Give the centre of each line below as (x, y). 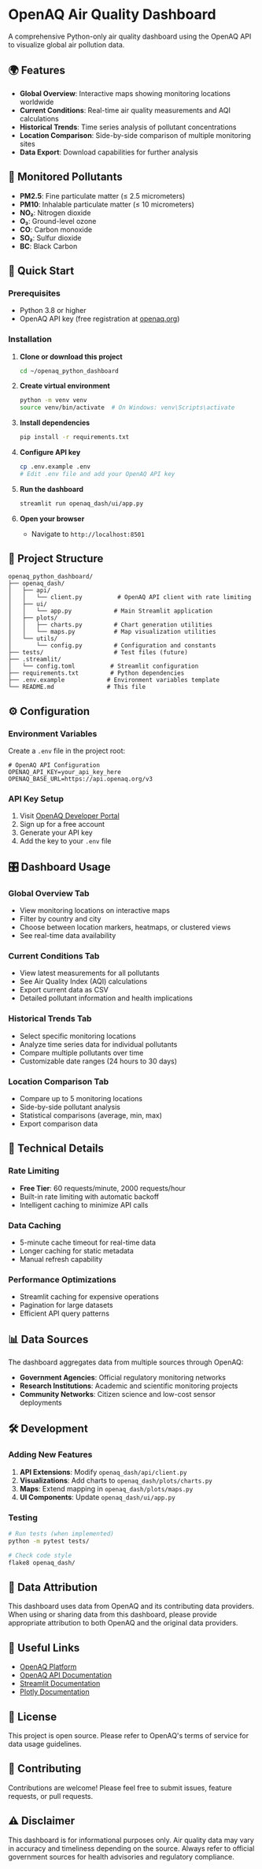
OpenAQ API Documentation (66, 1675)
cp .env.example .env (55, 467)
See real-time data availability (68, 936)
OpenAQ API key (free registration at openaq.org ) (100, 319)
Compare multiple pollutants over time (81, 1052)
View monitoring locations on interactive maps (95, 910)
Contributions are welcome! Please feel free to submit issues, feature (120, 1788)
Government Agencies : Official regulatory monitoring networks (123, 1378)
